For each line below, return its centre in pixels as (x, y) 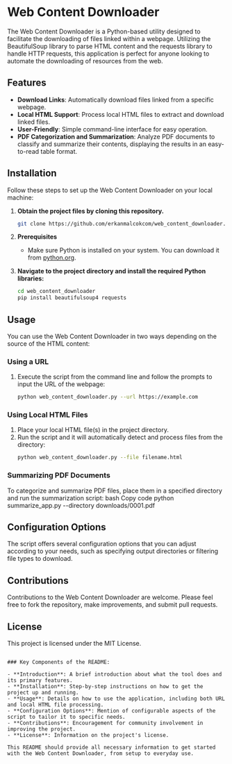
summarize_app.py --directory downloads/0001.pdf (81, 505)
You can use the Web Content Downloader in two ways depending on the (112, 336)
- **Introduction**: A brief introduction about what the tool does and (115, 675)
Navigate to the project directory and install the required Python (111, 271)
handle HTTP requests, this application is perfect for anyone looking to (108, 54)
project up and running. (43, 693)
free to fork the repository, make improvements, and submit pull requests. (113, 605)
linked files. (34, 122)
